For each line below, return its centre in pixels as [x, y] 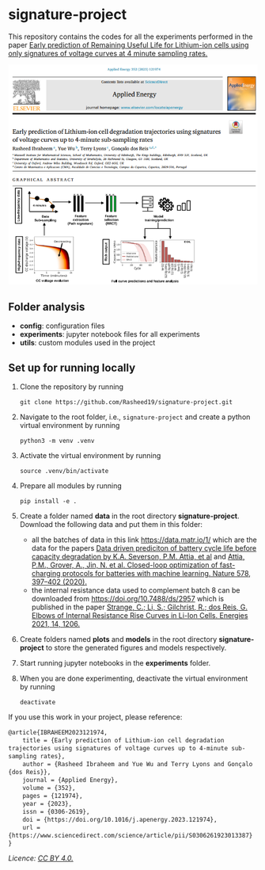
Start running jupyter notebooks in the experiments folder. [115, 662]
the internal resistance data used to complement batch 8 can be [136, 590]
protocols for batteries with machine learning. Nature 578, [157, 573]
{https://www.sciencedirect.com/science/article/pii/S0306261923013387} [131, 835]
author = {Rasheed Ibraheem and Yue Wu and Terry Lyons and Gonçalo [138, 764]
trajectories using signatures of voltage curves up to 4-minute [118, 748]
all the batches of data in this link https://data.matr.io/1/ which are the [144, 540]
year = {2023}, [47, 803]
